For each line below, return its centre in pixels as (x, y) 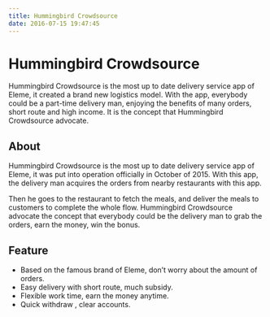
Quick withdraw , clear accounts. (75, 305)
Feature (28, 250)
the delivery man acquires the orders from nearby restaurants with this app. (135, 183)
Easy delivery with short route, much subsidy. (96, 287)
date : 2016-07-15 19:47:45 (54, 24)
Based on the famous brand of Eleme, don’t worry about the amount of (139, 270)
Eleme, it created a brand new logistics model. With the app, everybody (128, 95)
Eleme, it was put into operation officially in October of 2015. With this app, (133, 175)
